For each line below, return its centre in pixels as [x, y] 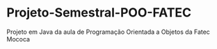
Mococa [18, 39]
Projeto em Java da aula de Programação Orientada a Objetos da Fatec [108, 32]
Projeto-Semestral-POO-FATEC [99, 13]
